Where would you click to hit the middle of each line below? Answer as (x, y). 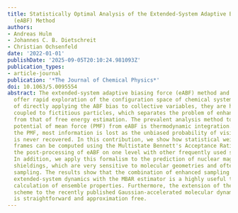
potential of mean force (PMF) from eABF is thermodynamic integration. (123, 126)
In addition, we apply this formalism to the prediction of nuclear (117, 159)
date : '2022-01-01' (36, 54)
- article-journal (34, 73)
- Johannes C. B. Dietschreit (52, 40)
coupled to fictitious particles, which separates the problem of (114, 113)
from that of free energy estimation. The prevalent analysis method (118, 119)
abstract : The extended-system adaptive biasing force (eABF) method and (119, 93)
